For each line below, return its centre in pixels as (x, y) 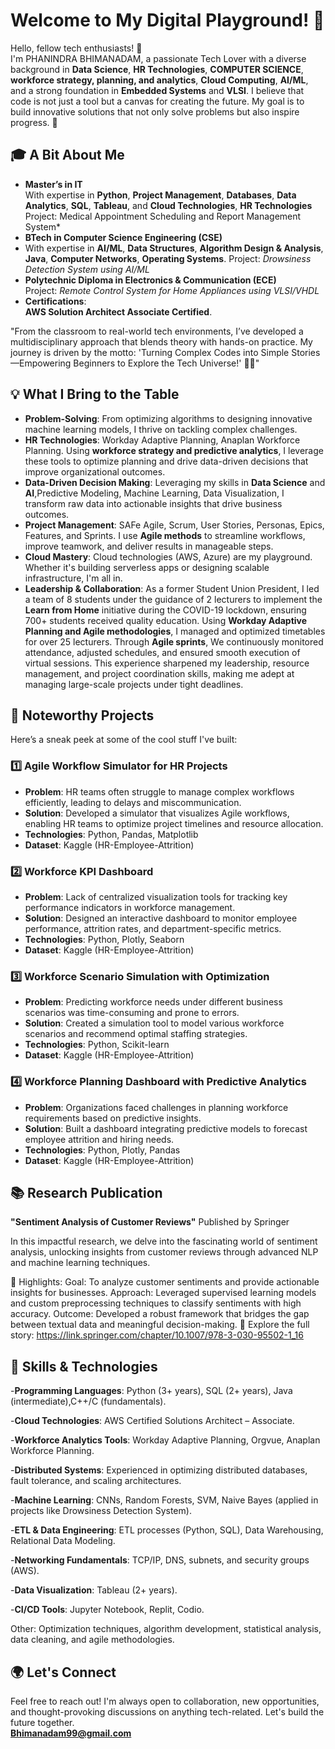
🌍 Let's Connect (63, 1672)
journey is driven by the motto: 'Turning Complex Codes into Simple (150, 352)
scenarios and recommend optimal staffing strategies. (136, 1034)
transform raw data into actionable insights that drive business (153, 503)
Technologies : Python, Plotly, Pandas (102, 1150)
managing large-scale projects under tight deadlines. (134, 684)
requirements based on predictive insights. (113, 1118)
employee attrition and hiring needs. (99, 1139)
